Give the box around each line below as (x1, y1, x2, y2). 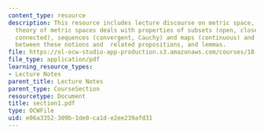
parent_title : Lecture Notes (8, 77, 104, 85)
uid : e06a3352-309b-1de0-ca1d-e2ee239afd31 (8, 114, 153, 122)
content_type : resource (8, 11, 86, 20)
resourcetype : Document (8, 92, 86, 100)
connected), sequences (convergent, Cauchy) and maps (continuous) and (15, 33, 255, 42)
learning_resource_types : (8, 63, 93, 71)
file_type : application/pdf (8, 56, 101, 64)
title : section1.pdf (8, 99, 76, 107)
